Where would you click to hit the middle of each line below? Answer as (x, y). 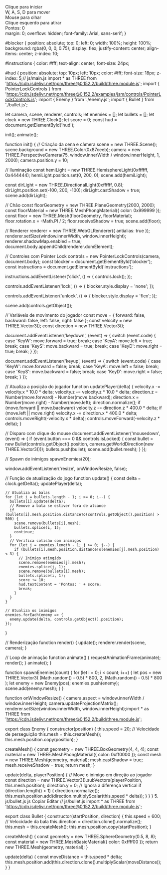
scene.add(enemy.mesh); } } (34, 688)
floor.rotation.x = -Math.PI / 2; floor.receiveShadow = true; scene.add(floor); (83, 221)
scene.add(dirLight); (26, 195)
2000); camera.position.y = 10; (37, 160)
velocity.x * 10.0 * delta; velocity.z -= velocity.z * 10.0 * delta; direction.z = (82, 392)
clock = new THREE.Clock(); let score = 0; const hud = (61, 120)
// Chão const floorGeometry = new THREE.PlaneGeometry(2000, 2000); (80, 205)
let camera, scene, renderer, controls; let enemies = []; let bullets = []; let (80, 114)
